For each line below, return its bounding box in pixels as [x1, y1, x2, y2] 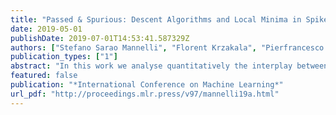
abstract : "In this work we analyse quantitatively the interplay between [10, 61, 329, 71]
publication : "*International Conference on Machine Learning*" [10, 80, 284, 90]
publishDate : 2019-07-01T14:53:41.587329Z [10, 33, 190, 43]
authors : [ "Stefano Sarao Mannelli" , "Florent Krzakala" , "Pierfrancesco [10, 42, 325, 53]
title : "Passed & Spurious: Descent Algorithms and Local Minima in [10, 14, 302, 25]
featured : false [10, 71, 78, 81]
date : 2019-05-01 [10, 24, 83, 34]
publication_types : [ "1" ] [10, 52, 118, 62]
